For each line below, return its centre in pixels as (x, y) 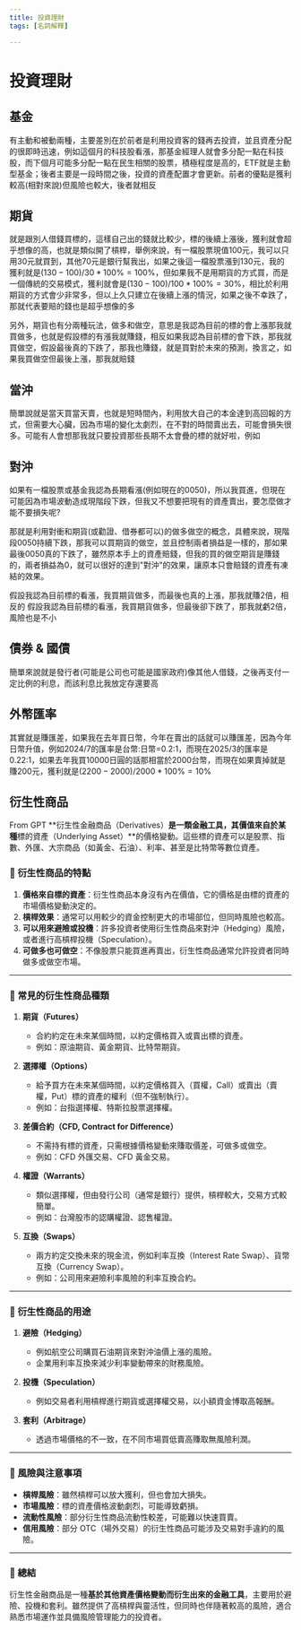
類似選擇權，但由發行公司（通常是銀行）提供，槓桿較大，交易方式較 (161, 1194)
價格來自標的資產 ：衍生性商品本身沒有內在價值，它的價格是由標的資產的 (155, 894)
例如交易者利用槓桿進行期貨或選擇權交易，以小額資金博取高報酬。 (157, 1401)
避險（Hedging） (54, 1333)
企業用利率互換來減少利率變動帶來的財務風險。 (122, 1363)
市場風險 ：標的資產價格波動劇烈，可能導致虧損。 (112, 1505)
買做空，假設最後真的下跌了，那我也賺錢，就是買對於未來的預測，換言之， (146, 348)
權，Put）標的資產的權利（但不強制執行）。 (115, 1096)
